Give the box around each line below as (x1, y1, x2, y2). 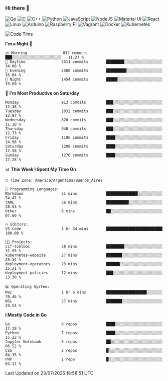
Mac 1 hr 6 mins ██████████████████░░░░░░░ (5, 290, 163, 295)
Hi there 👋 (5, 5, 30, 12)
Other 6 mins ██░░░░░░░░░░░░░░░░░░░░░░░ (5, 209, 163, 214)
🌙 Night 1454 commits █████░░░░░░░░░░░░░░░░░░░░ (5, 77, 163, 82)
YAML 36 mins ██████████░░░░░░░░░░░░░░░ (5, 200, 163, 205)
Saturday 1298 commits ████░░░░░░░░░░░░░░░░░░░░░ (5, 144, 163, 149)
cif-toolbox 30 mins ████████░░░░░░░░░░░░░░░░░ (5, 244, 163, 249)
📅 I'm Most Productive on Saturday (5, 90, 79, 96)
